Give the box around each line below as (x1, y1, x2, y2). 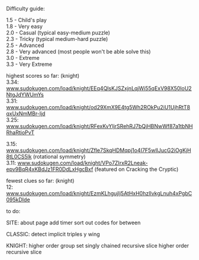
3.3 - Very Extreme (6, 61, 52, 68)
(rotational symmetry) (33, 153, 86, 160)
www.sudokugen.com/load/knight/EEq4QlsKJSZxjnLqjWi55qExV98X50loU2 (6, 85, 192, 91)
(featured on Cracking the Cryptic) (94, 166, 179, 173)
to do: (6, 208, 21, 214)
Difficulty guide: (6, 5, 46, 12)
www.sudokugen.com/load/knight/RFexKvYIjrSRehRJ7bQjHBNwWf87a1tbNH (6, 123, 193, 129)
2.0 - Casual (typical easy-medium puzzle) (6, 29, 111, 36)
